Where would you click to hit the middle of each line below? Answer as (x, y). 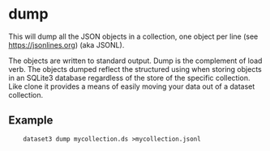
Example (31, 121)
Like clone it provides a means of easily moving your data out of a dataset (132, 86)
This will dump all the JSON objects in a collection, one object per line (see (133, 36)
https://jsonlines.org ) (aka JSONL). (66, 44)
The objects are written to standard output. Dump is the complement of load (135, 61)
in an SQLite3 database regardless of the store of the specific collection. (129, 78)
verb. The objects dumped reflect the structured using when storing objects (135, 69)
